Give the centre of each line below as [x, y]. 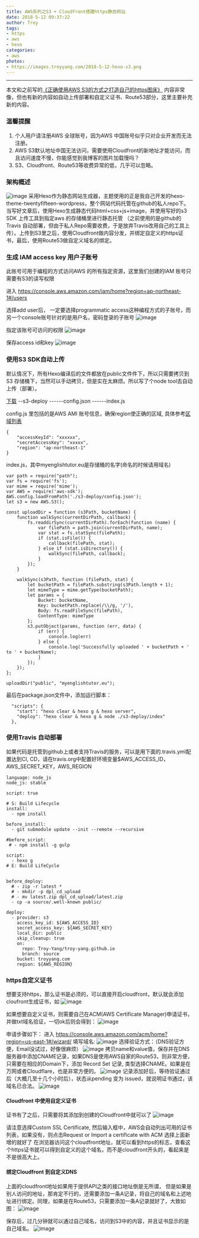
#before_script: [26, 840]
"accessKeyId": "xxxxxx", [49, 437]
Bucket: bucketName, [63, 600]
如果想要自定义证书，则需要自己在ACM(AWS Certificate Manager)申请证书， [99, 1014]
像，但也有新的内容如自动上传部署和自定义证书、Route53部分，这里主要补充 [99, 97]
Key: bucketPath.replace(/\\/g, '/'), [86, 605]
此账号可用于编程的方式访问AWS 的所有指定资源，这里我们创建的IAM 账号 [96, 271]
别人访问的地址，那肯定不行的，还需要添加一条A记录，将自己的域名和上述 [96, 1194]
